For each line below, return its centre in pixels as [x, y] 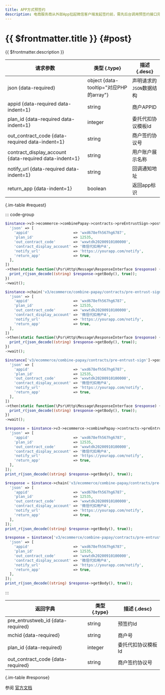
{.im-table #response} [27, 678]
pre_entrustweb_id [29, 621]
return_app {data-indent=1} [40, 189]
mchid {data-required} [34, 636]
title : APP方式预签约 [25, 10]
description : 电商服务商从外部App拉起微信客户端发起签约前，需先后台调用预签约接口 [81, 14]
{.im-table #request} [26, 205]
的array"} [98, 95]
